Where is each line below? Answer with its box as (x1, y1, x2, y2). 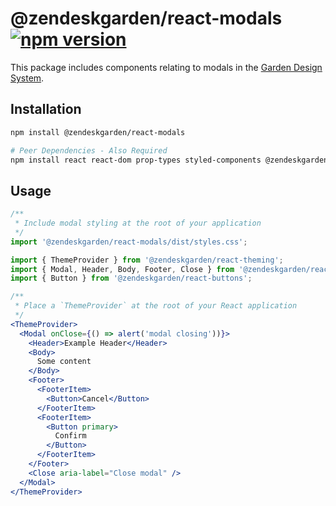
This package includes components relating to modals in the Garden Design (10, 61, 323, 73)
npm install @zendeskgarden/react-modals (10, 127, 186, 137)
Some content (36, 357, 92, 367)
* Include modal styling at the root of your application (14, 218, 262, 229)
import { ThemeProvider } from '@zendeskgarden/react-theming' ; (10, 255, 284, 265)
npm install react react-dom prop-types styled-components (10, 155, 262, 165)
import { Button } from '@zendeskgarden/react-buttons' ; (10, 273, 253, 284)
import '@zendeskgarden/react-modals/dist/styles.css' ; (10, 237, 248, 247)
